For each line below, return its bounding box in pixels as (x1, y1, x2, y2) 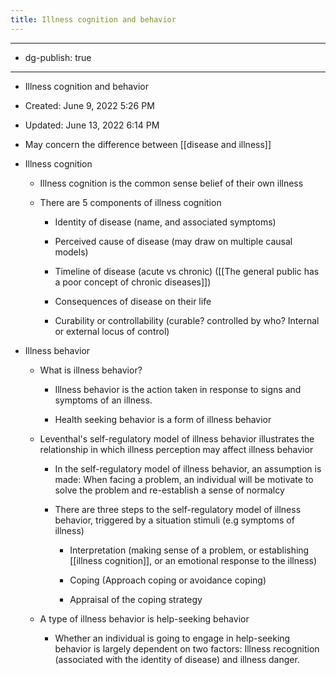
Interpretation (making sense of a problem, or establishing (69, 544, 310, 556)
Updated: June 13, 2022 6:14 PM (24, 119, 160, 131)
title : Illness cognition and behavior (10, 14, 177, 25)
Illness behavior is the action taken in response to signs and (54, 383, 302, 395)
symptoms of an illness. (54, 394, 153, 406)
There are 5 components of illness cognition (39, 196, 222, 208)
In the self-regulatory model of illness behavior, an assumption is (54, 462, 322, 475)
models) (54, 246, 89, 258)
